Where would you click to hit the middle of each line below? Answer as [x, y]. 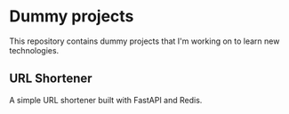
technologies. [34, 50]
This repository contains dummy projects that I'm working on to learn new [144, 41]
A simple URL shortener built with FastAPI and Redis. [106, 100]
